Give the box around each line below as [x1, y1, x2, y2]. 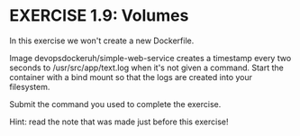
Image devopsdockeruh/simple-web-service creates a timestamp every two [9, 52, 292, 63]
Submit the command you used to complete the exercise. [9, 98, 222, 109]
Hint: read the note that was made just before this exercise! [9, 116, 229, 127]
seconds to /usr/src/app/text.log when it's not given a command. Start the [9, 62, 284, 73]
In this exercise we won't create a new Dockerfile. [9, 35, 195, 46]
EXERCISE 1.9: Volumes [9, 5, 189, 26]
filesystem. [9, 81, 50, 92]
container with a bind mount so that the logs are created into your [9, 71, 253, 82]
